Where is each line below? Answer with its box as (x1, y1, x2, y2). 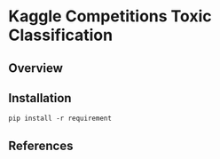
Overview (8, 60, 64, 76)
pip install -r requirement (8, 114, 113, 123)
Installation (8, 91, 72, 106)
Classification (8, 25, 113, 45)
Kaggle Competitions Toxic (8, 6, 212, 27)
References (8, 138, 74, 153)
